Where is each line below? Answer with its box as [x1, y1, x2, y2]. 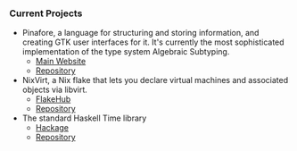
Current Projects [9, 7, 83, 20]
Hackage [35, 122, 70, 133]
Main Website [35, 56, 87, 67]
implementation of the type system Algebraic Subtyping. [21, 46, 230, 57]
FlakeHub [35, 94, 71, 105]
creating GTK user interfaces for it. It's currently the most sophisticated [21, 37, 285, 47]
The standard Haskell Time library [21, 113, 147, 123]
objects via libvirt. [21, 84, 87, 96]
